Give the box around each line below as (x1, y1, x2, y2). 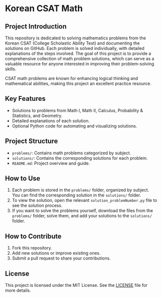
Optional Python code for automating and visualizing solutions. (12, 123, 137, 129)
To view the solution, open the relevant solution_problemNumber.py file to (12, 198, 157, 203)
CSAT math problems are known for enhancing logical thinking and (5, 76, 138, 81)
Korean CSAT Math (5, 3, 83, 14)
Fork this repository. (12, 245, 52, 251)
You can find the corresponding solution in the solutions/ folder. (12, 192, 141, 198)
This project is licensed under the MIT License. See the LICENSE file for (5, 282, 148, 288)
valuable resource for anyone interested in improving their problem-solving (5, 61, 155, 66)
